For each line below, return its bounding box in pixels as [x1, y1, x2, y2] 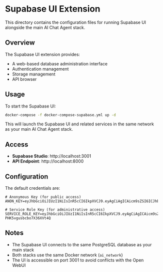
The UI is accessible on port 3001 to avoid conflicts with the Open [12, 257, 144, 263]
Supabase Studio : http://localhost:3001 [12, 153, 91, 159]
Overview [5, 39, 35, 47]
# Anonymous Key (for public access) [5, 195, 81, 199]
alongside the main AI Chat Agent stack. [5, 24, 85, 30]
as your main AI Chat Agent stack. [5, 126, 73, 132]
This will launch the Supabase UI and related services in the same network [5, 121, 154, 127]
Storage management [12, 71, 56, 77]
